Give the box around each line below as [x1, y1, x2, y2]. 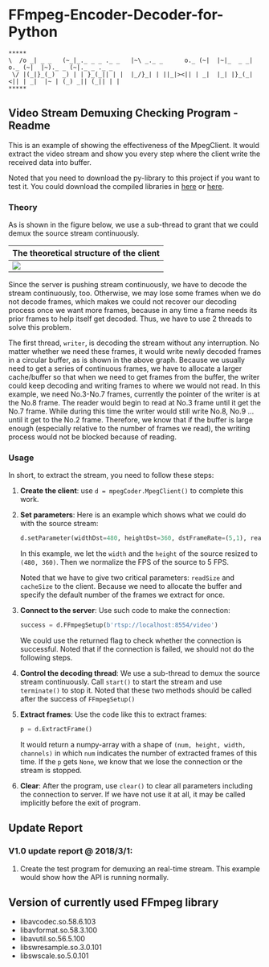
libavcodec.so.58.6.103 [19, 917, 96, 927]
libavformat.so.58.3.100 [19, 925, 98, 935]
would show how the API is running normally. [19, 872, 169, 882]
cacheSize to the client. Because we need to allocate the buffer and [19, 582, 243, 591]
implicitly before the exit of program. [19, 798, 141, 808]
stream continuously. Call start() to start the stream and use [19, 677, 222, 687]
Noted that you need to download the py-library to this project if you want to [8, 173, 260, 183]
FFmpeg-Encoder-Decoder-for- [8, 6, 224, 24]
